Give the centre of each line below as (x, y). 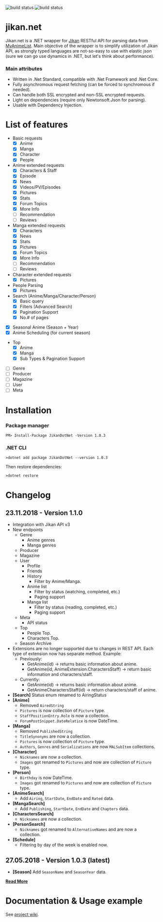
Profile (33, 566)
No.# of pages (34, 317)
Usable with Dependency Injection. (48, 105)
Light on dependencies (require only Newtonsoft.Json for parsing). (79, 100)
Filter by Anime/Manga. (58, 582)
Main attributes (24, 69)
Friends (35, 571)
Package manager (27, 426)
